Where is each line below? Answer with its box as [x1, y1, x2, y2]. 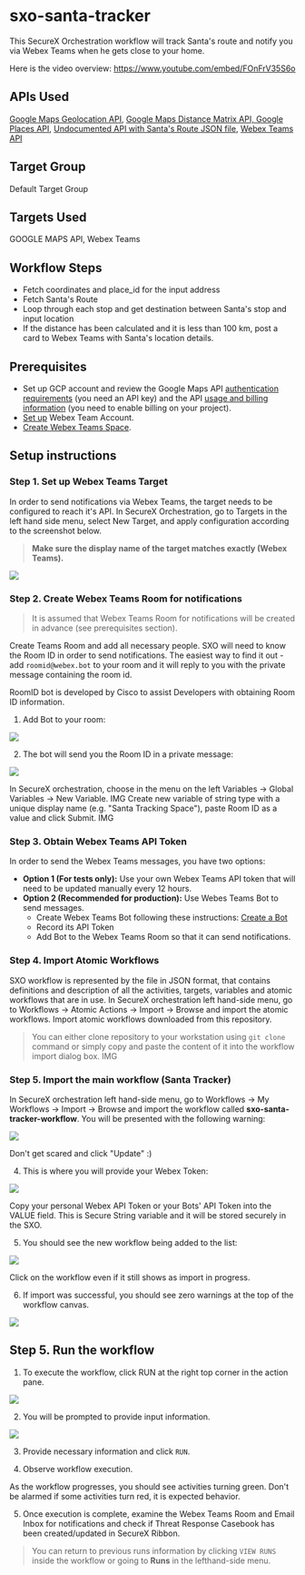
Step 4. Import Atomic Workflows [9, 954, 160, 967]
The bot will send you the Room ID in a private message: [22, 748, 234, 760]
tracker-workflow [9, 1113, 77, 1124]
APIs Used [9, 89, 70, 105]
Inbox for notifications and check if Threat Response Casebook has [22, 1518, 275, 1529]
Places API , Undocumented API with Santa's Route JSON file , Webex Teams [9, 123, 294, 134]
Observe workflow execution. [22, 1463, 133, 1474]
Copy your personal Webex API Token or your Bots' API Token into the [9, 1200, 272, 1211]
